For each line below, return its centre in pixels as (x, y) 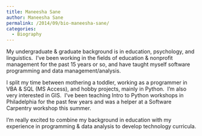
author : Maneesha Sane (35, 18)
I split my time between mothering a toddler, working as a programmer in (97, 83)
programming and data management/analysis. (64, 71)
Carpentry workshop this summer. (49, 108)
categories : (21, 29)
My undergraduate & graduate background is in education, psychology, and (100, 51)
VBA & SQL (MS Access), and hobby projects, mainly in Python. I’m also (96, 89)
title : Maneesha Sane (34, 12)
